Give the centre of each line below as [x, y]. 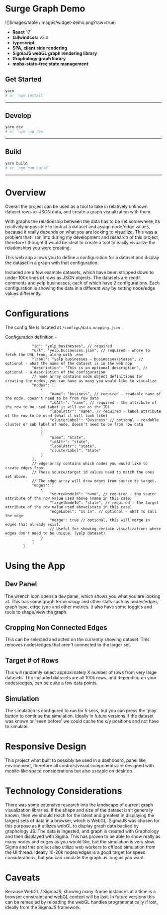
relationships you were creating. [38, 248]
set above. [16, 476]
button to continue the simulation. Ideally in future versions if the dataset [80, 716]
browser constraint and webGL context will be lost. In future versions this [80, 897]
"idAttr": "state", [70, 442]
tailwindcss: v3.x [30, 37]
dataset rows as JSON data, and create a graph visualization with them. [78, 211]
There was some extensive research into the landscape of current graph [79, 805]
